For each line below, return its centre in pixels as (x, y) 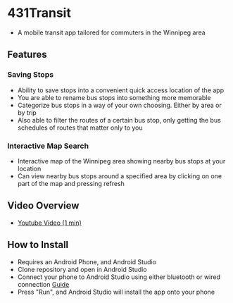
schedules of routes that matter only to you (80, 128)
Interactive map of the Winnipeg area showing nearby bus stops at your (121, 161)
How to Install (38, 245)
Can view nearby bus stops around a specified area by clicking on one (120, 176)
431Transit (39, 13)
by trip (27, 112)
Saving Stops (31, 75)
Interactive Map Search (48, 146)
